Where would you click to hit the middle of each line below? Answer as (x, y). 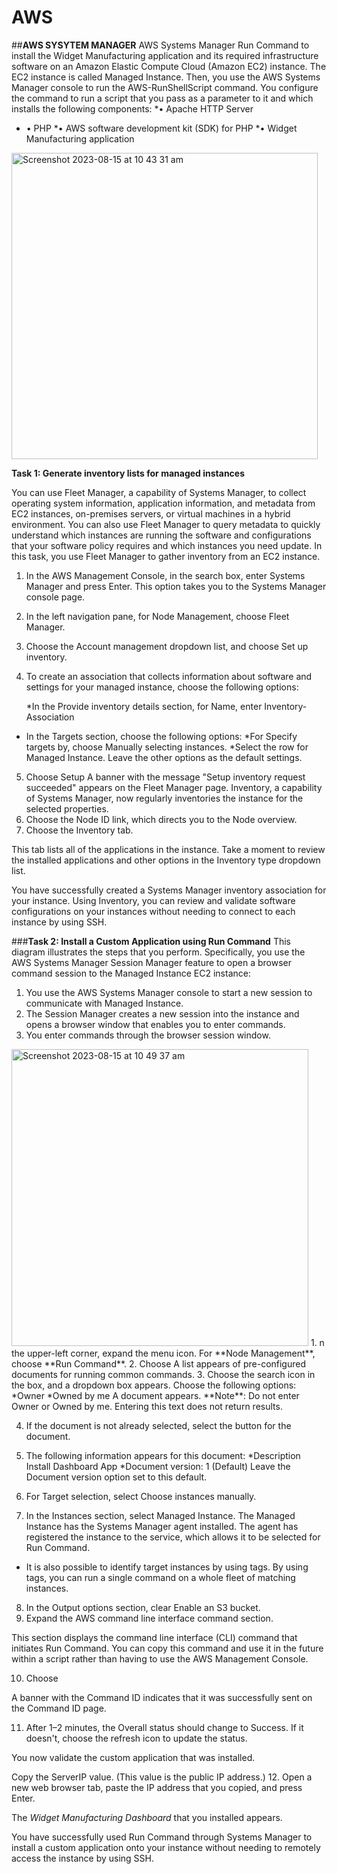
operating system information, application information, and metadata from (163, 503)
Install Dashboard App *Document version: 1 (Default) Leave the (158, 1466)
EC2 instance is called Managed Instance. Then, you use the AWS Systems (166, 77)
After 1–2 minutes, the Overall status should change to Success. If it (164, 1727)
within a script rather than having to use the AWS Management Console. (160, 1658)
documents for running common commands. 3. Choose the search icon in (163, 1374)
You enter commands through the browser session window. (148, 1035)
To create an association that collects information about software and (169, 676)
